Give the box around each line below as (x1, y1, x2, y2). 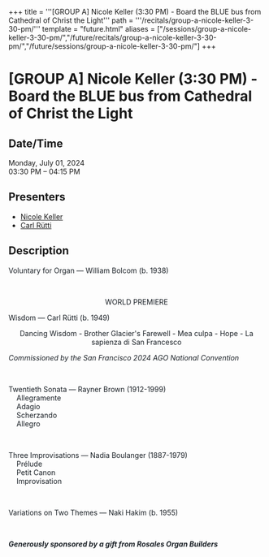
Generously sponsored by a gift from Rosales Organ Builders (8, 539, 219, 549)
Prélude (15, 459, 43, 468)
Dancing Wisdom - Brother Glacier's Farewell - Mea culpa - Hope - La (20, 328, 254, 338)
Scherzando (15, 410, 58, 420)
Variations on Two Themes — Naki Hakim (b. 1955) (8, 507, 179, 517)
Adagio (15, 401, 41, 411)
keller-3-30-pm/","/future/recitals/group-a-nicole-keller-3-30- (8, 32, 217, 42)
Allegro (15, 418, 41, 429)
